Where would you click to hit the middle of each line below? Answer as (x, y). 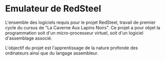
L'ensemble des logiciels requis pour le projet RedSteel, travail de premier (80, 22)
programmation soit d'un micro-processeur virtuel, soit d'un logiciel (74, 33)
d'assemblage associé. (29, 38)
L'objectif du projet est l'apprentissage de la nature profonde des (72, 48)
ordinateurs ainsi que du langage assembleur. (52, 53)
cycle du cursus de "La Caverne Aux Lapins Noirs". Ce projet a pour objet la (83, 27)
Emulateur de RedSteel (53, 9)
